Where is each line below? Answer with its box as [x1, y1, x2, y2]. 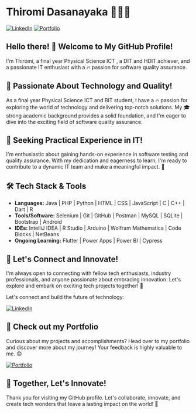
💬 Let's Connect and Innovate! [6, 254, 119, 264]
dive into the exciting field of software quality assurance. [6, 118, 143, 125]
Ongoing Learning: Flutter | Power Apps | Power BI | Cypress [14, 237, 163, 244]
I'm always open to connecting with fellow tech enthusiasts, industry [6, 270, 171, 277]
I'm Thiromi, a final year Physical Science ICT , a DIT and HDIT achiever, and [6, 57, 190, 64]
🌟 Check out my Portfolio [6, 322, 98, 332]
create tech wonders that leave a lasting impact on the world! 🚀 [6, 400, 159, 407]
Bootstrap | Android [14, 219, 63, 226]
